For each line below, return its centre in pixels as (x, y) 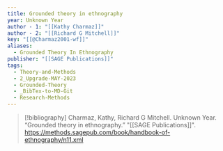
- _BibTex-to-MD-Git (43, 91)
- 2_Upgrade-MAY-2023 (45, 78)
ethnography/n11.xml (54, 140)
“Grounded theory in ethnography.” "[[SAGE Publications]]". (110, 125)
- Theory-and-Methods (45, 72)
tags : (15, 65)
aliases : (20, 46)
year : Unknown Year (36, 20)
